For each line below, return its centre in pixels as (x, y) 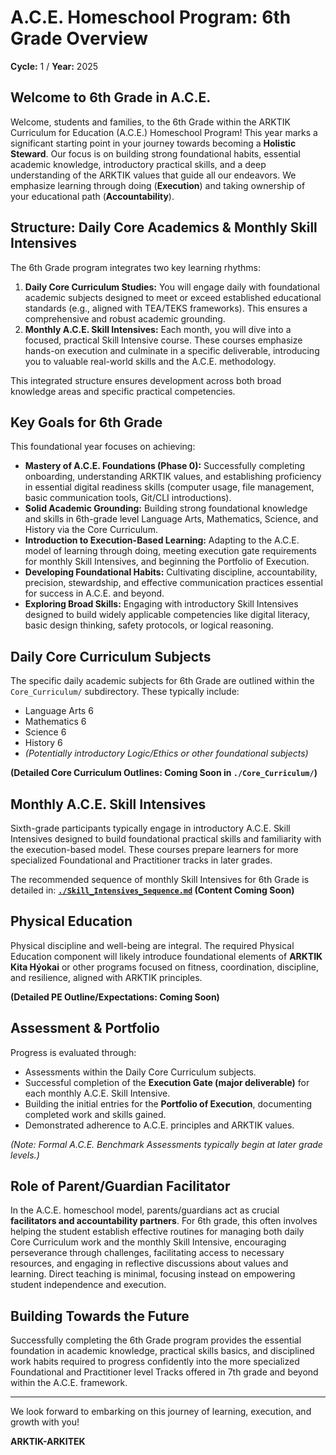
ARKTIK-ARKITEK (48, 1442)
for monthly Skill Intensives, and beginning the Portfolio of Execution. (167, 562)
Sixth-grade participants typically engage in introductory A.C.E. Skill (150, 828)
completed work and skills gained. (95, 1114)
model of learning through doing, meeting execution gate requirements (170, 551)
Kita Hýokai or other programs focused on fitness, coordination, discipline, (165, 967)
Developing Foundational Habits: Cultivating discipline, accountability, (171, 572)
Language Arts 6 (59, 711)
